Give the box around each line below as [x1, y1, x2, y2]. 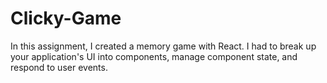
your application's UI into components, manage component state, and [10, 50, 298, 62]
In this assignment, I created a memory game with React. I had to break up [10, 40, 317, 52]
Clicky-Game [10, 7, 122, 30]
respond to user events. [10, 61, 108, 73]
